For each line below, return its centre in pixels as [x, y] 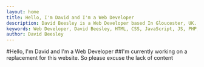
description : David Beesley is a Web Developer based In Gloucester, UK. [102, 23]
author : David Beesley [35, 34]
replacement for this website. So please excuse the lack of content [90, 58]
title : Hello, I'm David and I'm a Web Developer [70, 18]
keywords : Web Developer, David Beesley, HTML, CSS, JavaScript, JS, [96, 29]
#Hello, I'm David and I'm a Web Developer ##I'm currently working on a [97, 51]
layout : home [23, 12]
